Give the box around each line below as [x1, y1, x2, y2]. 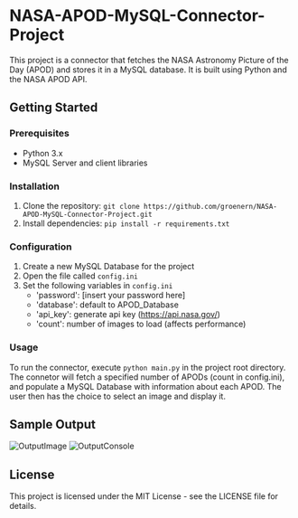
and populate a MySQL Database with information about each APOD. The [9, 381, 282, 391]
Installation [9, 180, 61, 193]
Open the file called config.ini [22, 270, 138, 281]
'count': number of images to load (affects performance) [35, 318, 247, 330]
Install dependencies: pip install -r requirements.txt [22, 218, 230, 229]
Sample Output [9, 417, 97, 432]
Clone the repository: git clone [22, 200, 140, 211]
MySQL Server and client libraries [22, 157, 148, 168]
